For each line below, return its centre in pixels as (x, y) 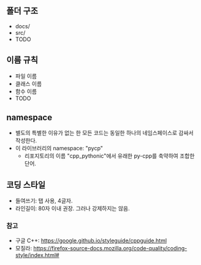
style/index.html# (37, 255)
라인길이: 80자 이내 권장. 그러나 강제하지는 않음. (72, 209)
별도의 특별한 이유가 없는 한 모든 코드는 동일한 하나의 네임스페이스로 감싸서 (104, 133)
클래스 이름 (28, 83)
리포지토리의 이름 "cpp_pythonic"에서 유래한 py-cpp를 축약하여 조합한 (109, 156)
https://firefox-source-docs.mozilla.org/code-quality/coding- (110, 248)
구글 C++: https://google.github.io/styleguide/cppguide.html (91, 240)
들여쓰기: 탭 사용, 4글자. (44, 201)
